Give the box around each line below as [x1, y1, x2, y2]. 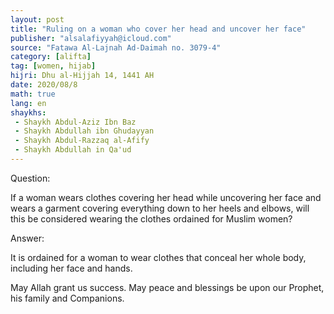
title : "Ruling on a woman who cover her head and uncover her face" [10, 24, 307, 34]
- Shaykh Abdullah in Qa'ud [14, 145, 132, 155]
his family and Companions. [10, 292, 125, 304]
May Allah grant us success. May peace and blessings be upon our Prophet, [10, 281, 325, 293]
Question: [10, 172, 51, 184]
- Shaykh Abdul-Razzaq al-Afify [14, 136, 150, 146]
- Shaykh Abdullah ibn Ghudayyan [14, 126, 155, 136]
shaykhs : [10, 107, 47, 118]
